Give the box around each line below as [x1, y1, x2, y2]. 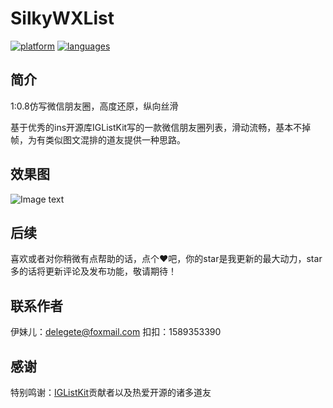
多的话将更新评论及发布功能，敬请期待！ [10, 265, 177, 277]
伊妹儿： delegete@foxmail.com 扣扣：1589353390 [10, 326, 222, 338]
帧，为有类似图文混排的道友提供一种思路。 [10, 133, 186, 146]
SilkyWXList [10, 7, 115, 30]
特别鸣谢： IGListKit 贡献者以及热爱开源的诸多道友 [10, 387, 212, 398]
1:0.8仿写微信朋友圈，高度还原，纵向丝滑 [10, 100, 179, 112]
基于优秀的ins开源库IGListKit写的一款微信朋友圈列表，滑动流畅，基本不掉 [10, 121, 312, 133]
